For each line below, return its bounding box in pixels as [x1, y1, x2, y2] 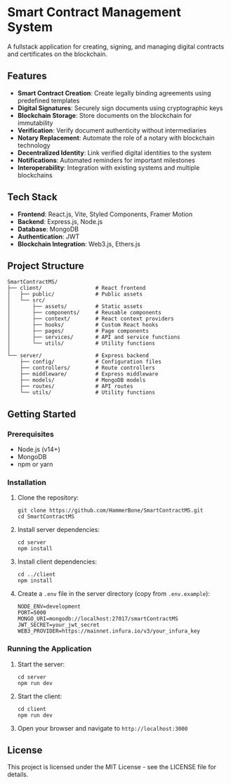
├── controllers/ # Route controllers [20, 364, 156, 372]
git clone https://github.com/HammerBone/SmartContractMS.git [17, 507, 204, 514]
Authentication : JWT [17, 232, 80, 241]
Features [7, 70, 47, 82]
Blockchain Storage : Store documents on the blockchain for [17, 111, 192, 119]
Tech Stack [7, 191, 58, 204]
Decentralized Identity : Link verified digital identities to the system [17, 148, 212, 157]
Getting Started [7, 408, 77, 420]
